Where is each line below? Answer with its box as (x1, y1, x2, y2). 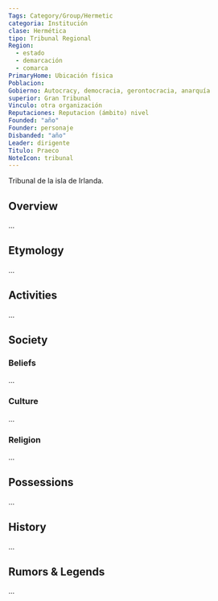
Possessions (8, 475, 74, 489)
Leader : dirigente (8, 138, 70, 147)
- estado (15, 49, 45, 57)
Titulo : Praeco (8, 146, 60, 154)
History (8, 521, 47, 534)
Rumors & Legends (8, 565, 105, 578)
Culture (8, 396, 39, 407)
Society (8, 333, 48, 347)
